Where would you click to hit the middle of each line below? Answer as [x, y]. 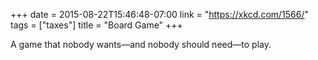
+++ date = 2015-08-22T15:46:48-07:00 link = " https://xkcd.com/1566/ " [160, 14]
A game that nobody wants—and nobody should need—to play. [141, 44]
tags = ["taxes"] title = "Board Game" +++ [96, 25]
